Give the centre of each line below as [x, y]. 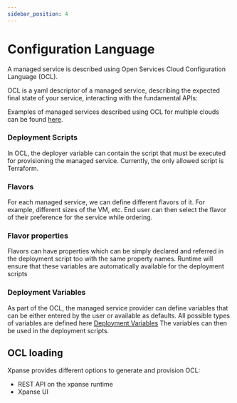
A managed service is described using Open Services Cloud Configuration [117, 69]
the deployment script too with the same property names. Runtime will [110, 259]
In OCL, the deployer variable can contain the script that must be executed [117, 153]
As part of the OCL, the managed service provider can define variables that [118, 308]
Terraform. [23, 168]
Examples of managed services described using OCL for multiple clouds [113, 112]
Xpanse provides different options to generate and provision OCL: [104, 370]
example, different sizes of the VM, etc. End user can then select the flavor [117, 210]
